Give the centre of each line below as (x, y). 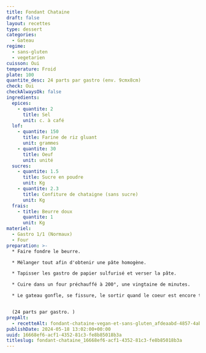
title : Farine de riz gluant (60, 138)
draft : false (23, 18)
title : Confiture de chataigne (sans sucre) (80, 194)
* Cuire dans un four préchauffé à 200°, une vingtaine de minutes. (101, 285)
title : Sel (36, 115)
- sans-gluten (30, 52)
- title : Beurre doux (45, 211)
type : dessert (25, 29)
